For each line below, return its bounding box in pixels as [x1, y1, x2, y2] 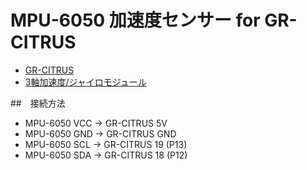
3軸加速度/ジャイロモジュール [24, 76, 147, 88]
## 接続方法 [10, 97, 66, 109]
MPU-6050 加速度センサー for [10, 9, 261, 32]
